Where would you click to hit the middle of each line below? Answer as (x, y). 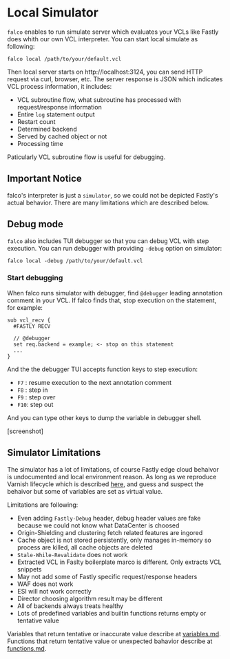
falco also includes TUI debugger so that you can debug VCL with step (108, 241)
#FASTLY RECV (32, 326)
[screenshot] (25, 431)
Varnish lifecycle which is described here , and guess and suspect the (106, 484)
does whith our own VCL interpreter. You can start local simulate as (103, 39)
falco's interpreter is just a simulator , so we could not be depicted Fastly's (113, 195)
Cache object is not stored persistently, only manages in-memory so (114, 540)
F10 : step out (35, 404)
